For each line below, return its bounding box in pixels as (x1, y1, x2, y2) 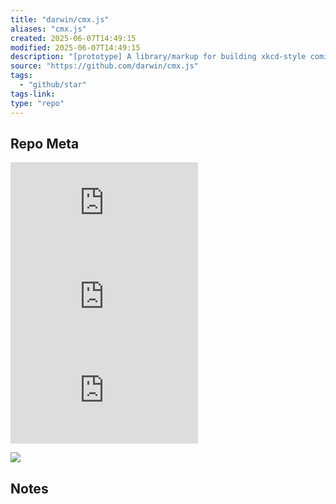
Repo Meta (10, 135, 80, 152)
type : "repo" (10, 98, 65, 108)
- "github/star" (19, 80, 87, 90)
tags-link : (10, 89, 56, 99)
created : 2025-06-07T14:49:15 (10, 33, 137, 43)
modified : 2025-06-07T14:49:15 (10, 42, 141, 53)
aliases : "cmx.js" (10, 24, 87, 34)
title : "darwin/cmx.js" (10, 14, 110, 25)
